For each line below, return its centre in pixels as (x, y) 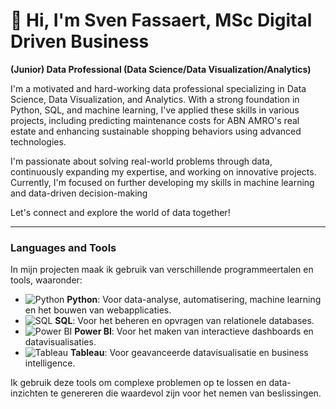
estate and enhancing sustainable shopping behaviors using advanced (156, 131)
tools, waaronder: (46, 280)
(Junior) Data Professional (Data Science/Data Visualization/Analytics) (161, 69)
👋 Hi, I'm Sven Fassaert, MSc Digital (161, 20)
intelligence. (50, 363)
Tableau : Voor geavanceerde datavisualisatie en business (189, 353)
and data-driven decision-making (79, 193)
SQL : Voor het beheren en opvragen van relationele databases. (184, 321)
